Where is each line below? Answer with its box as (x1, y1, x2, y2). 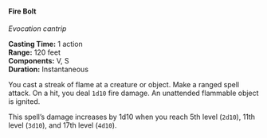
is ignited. (8, 97, 41, 106)
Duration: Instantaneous (8, 64, 89, 75)
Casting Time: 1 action (8, 40, 84, 49)
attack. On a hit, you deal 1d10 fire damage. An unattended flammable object (8, 88, 259, 98)
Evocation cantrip (8, 24, 67, 33)
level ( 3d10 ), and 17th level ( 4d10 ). (8, 121, 117, 130)
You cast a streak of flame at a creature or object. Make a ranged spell (8, 80, 240, 90)
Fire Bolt (8, 6, 37, 16)
